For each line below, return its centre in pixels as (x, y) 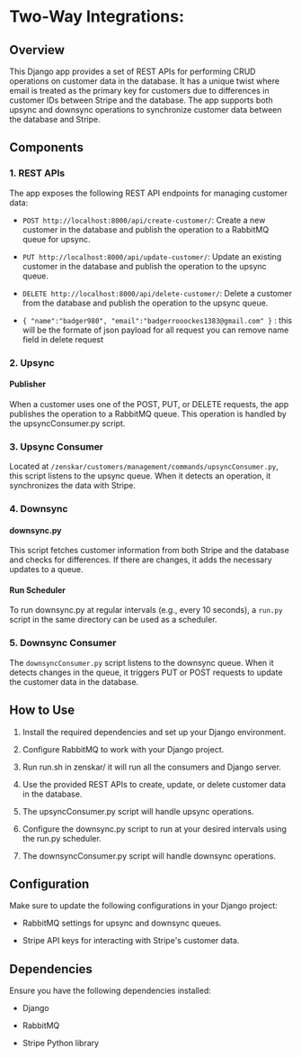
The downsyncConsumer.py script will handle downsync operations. (149, 856)
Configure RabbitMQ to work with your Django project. (123, 749)
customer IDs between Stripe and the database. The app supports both (141, 100)
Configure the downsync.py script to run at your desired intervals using (155, 829)
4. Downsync (39, 509)
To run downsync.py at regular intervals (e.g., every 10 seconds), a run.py (146, 610)
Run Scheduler (37, 590)
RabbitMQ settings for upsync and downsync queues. (122, 923)
